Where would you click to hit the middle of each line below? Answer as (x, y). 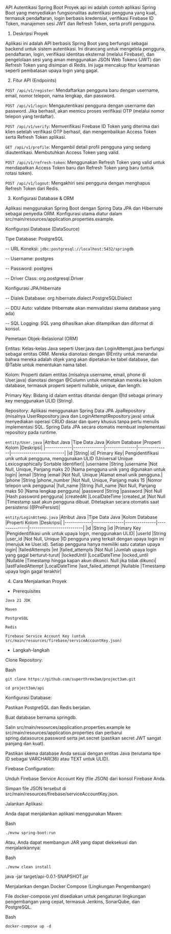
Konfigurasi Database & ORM (43, 198)
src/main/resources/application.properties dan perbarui (64, 733)
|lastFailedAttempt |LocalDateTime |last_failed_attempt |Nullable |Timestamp (86, 566)
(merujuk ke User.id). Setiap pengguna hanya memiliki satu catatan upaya (83, 544)
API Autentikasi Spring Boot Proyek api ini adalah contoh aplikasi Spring (81, 7)
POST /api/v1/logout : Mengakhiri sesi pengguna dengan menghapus (78, 183)
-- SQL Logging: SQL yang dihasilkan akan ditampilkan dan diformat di (79, 323)
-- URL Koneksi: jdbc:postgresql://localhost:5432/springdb (69, 249)
